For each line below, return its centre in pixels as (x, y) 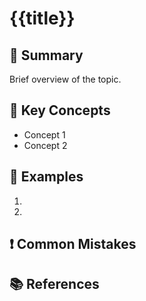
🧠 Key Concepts (60, 110)
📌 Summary (46, 55)
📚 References (54, 284)
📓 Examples (46, 177)
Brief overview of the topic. (65, 79)
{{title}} (42, 18)
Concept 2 (45, 145)
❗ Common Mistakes (73, 244)
